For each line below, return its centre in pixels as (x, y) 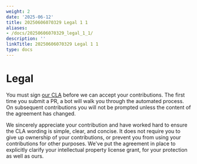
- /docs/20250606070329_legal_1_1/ (50, 33)
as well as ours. (25, 156)
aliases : (17, 28)
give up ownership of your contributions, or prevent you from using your (94, 137)
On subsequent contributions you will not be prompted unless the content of (98, 107)
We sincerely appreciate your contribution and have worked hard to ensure (97, 125)
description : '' (26, 39)
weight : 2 (18, 11)
